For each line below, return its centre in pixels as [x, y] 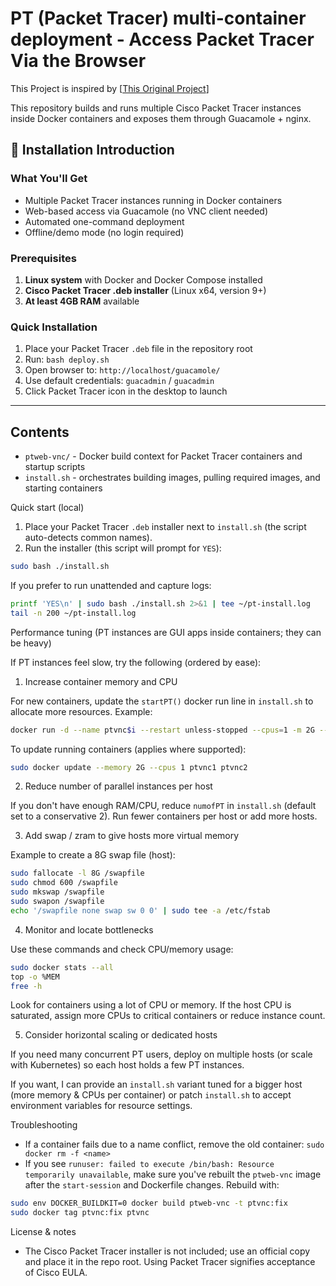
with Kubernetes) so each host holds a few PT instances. [127, 1065]
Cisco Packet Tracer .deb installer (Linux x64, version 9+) [145, 290]
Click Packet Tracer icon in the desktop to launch [126, 391]
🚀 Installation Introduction [92, 150]
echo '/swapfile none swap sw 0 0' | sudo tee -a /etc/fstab [140, 910]
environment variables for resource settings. [101, 1106]
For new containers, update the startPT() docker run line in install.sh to [162, 701]
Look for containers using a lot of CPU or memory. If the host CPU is [151, 1005]
